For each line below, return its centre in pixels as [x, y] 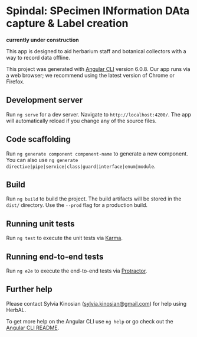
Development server [45, 100]
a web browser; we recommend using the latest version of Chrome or [91, 75]
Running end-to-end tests [55, 256]
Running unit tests [40, 224]
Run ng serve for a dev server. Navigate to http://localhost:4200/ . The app [99, 114]
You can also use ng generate [42, 160]
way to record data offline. [38, 57]
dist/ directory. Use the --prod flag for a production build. [77, 205]
